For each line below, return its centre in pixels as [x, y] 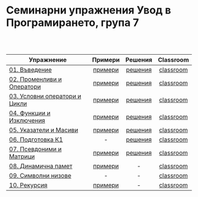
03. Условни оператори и [45, 96]
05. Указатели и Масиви [44, 130]
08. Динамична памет [41, 166]
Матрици [22, 156]
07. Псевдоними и [35, 149]
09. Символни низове [40, 175]
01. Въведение [30, 69]
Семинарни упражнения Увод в [89, 10]
